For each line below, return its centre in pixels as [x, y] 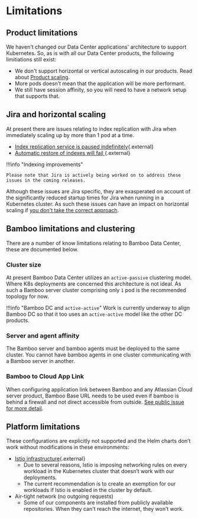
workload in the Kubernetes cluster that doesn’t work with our [99, 471]
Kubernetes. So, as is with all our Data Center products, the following [90, 53]
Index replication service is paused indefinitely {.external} [84, 147]
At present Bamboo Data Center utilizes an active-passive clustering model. [99, 277]
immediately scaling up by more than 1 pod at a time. [70, 135]
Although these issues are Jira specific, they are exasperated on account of [98, 191]
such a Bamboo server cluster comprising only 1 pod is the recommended [96, 290]
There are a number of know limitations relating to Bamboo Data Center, [94, 243]
